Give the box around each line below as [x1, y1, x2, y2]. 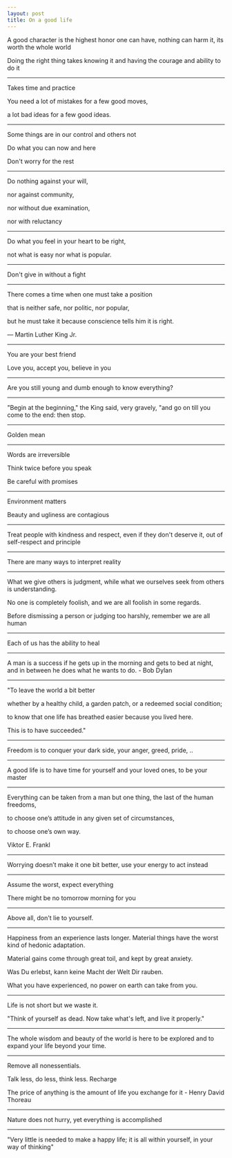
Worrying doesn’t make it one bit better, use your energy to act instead [7, 860, 209, 868]
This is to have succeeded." [7, 726, 86, 734]
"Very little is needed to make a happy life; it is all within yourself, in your [7, 1135, 213, 1143]
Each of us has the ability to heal [7, 639, 100, 647]
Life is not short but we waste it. [7, 1000, 99, 1009]
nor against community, [7, 190, 75, 198]
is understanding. [7, 585, 57, 593]
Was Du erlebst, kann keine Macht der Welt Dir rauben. [7, 967, 164, 975]
